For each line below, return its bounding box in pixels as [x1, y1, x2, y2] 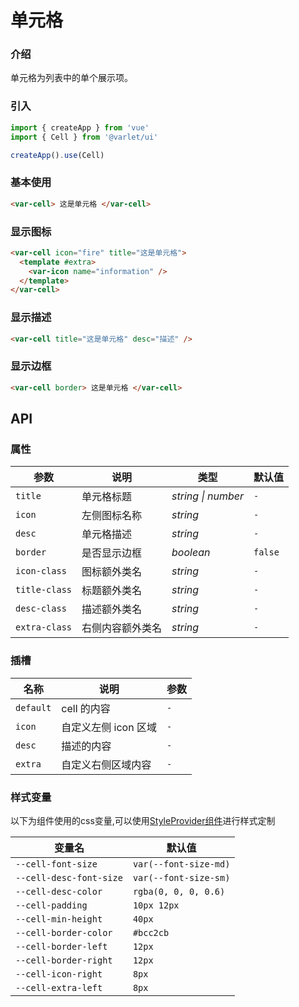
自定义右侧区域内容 [61, 757, 152, 771]
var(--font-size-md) [132, 858, 231, 870]
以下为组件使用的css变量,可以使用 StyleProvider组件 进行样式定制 [10, 814, 276, 826]
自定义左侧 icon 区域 [61, 720, 157, 734]
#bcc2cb [132, 927, 170, 938]
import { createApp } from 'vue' [10, 122, 150, 133]
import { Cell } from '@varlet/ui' [10, 132, 159, 142]
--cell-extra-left [15, 982, 103, 993]
